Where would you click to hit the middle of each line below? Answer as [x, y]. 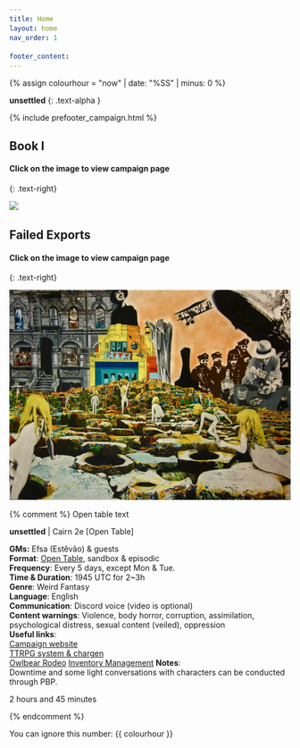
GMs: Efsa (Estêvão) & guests [64, 549]
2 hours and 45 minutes [53, 699]
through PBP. [33, 682]
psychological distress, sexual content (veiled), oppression [117, 625]
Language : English [44, 597]
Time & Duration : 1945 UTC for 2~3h [77, 577]
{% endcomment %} [47, 717]
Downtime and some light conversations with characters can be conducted [147, 672]
